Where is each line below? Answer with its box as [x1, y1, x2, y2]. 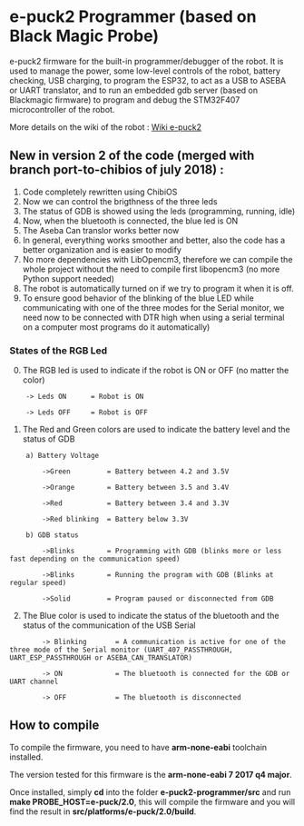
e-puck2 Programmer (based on [9, 6, 257, 27]
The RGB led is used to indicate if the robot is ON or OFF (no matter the [22, 365, 289, 376]
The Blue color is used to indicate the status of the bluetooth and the [22, 611, 279, 622]
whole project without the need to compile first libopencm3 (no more [22, 264, 280, 274]
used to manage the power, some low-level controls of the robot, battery [9, 65, 281, 76]
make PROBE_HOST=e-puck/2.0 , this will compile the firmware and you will [9, 796, 296, 807]
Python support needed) [22, 273, 115, 284]
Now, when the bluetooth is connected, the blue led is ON [22, 215, 239, 226]
